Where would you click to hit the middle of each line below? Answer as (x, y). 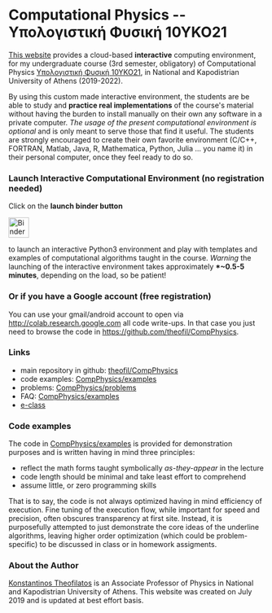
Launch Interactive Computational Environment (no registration (136, 178)
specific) (23, 545)
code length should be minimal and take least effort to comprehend (133, 477)
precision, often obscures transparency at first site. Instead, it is (115, 519)
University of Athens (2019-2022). (66, 81)
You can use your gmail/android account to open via (96, 314)
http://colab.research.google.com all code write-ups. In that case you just (132, 322)
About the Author (44, 566)
